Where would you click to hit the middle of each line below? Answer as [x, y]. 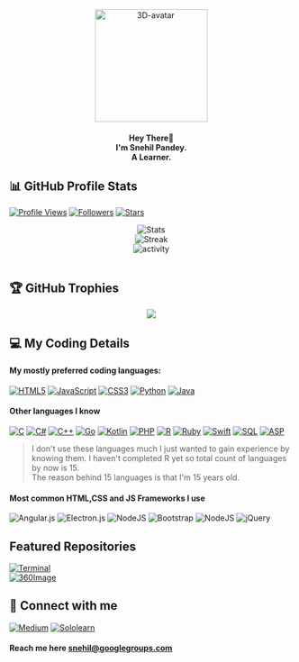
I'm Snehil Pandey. [151, 147]
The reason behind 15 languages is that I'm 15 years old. [136, 477]
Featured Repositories [73, 546]
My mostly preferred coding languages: [86, 371]
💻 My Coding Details [70, 343]
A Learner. [151, 157]
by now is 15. [55, 468]
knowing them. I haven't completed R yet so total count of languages [159, 458]
